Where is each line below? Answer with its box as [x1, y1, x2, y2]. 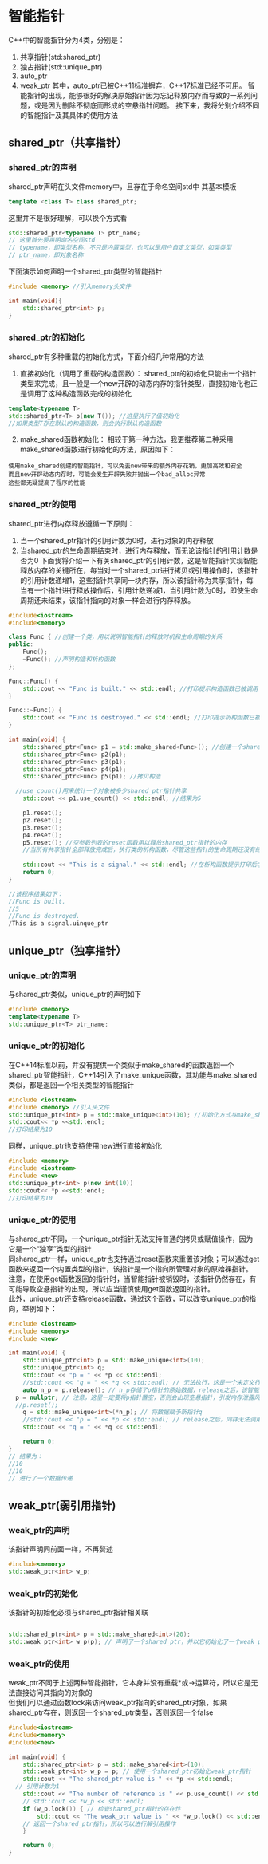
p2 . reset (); [22, 816, 62, 824]
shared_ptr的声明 [8, 162, 77, 173]
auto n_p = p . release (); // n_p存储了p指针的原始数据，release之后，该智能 [22, 1385, 259, 1394]
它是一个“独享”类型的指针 [8, 1243, 92, 1253]
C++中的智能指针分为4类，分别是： [8, 35, 125, 45]
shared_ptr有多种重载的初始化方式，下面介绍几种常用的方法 [8, 352, 205, 361]
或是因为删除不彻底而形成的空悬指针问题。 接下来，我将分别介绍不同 [33, 100, 260, 110]
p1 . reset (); [22, 809, 62, 818]
